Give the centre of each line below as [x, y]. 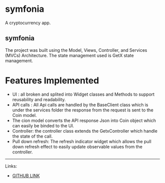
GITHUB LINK [26, 176]
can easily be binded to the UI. [43, 126]
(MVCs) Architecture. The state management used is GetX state [69, 55]
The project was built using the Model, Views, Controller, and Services [76, 50]
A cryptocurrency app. [28, 23]
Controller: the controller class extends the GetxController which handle [85, 131]
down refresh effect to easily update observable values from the [77, 146]
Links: [11, 166]
